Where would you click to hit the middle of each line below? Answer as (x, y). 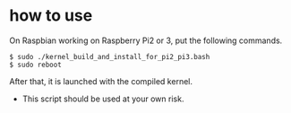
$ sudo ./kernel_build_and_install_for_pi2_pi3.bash (110, 56)
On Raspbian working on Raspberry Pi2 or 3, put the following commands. (146, 40)
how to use (51, 16)
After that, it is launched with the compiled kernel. (101, 81)
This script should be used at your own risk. (103, 99)
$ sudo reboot (36, 65)
